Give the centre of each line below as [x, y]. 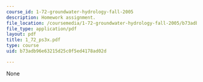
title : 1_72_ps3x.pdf [34, 40]
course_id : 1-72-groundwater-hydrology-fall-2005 [70, 12]
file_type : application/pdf [42, 29]
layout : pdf [21, 34]
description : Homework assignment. [51, 17]
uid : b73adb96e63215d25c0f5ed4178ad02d [56, 51]
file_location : [25, 23]
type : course [23, 46]
